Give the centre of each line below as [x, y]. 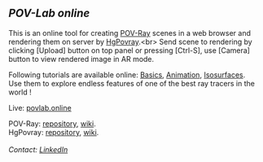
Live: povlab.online [40, 107]
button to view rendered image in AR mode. [81, 59]
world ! [20, 92]
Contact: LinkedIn [38, 149]
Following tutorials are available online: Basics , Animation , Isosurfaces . [127, 74]
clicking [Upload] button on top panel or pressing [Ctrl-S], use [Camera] [129, 50]
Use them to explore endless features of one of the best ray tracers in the [131, 83]
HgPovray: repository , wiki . [54, 132]
